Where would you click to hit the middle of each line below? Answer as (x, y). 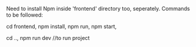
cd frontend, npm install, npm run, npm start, (61, 26)
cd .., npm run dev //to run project (48, 38)
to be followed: (25, 15)
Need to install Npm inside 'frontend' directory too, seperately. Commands (98, 9)
